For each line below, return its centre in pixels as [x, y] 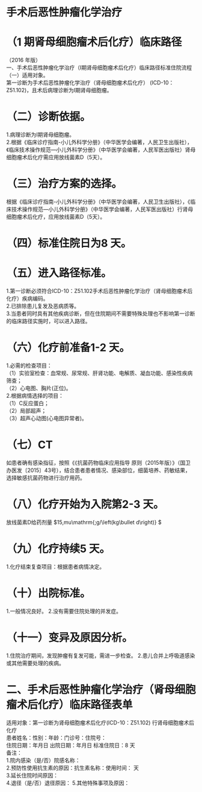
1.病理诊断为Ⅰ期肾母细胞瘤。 [41, 135]
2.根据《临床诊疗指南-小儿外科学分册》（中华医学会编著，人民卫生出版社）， [99, 142]
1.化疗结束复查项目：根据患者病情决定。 [56, 567]
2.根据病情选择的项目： [35, 396]
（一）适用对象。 [27, 75]
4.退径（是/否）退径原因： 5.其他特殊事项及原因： [68, 783]
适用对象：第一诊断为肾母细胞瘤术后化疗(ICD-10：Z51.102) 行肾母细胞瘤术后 [100, 722]
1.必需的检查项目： [29, 366]
